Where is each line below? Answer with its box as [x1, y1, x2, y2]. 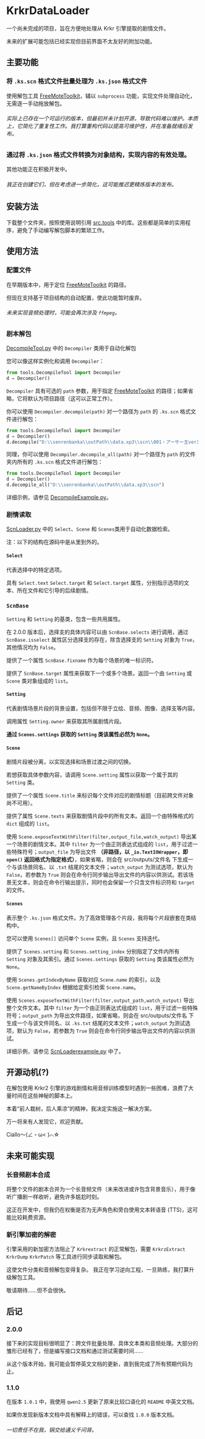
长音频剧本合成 [6, 1170, 50, 1179]
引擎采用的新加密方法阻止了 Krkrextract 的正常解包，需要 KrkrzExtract [6, 1245, 186, 1253]
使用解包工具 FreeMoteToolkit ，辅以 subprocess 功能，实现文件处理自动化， [6, 92, 196, 100]
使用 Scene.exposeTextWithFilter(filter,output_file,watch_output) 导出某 [6, 833, 197, 840]
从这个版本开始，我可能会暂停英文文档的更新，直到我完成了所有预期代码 [6, 1360, 187, 1368]
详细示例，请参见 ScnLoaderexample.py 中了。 [6, 1048, 125, 1055]
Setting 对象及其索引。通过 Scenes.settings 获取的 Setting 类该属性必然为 [6, 955, 195, 962]
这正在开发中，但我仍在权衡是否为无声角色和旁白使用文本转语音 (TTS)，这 [6, 1206, 193, 1213]
